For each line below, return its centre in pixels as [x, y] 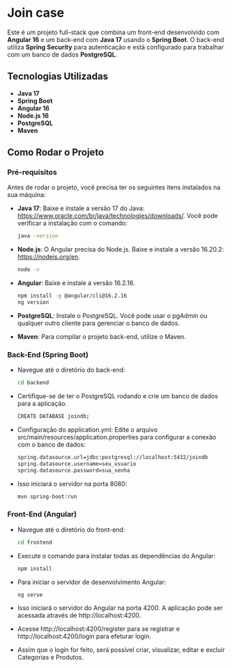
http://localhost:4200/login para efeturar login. [84, 637]
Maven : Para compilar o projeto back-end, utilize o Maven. [101, 336]
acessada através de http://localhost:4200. [79, 616]
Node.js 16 [33, 115]
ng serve [30, 595]
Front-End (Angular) [42, 514]
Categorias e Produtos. [51, 658]
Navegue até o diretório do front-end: [71, 530]
